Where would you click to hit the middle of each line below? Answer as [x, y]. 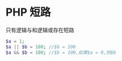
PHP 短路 [28, 12]
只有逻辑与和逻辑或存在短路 [40, 30]
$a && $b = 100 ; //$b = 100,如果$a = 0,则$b [61, 52]
